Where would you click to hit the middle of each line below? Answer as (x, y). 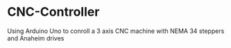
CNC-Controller (53, 12)
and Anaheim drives (36, 38)
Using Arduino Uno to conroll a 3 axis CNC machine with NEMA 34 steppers (116, 31)
